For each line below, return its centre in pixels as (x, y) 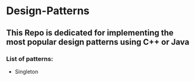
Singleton (26, 72)
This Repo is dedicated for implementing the (90, 33)
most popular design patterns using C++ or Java (98, 42)
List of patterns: (30, 59)
